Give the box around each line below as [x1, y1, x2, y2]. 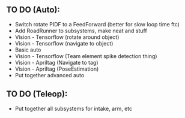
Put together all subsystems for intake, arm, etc [14, 105, 133, 112]
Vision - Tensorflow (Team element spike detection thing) [14, 52, 157, 59]
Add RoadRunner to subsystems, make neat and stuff [14, 27, 147, 34]
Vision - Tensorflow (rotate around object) [14, 33, 120, 41]
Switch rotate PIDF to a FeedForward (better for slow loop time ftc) [14, 20, 180, 28]
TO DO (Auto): [6, 5, 60, 15]
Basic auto [14, 46, 41, 53]
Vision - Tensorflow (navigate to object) [14, 40, 114, 47]
